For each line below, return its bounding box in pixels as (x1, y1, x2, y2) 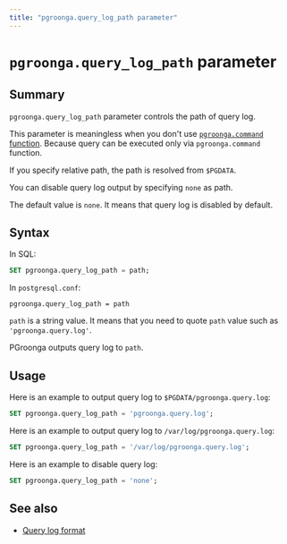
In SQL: (9, 249, 37, 259)
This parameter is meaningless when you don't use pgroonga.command (9, 128, 264, 139)
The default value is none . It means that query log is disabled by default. (9, 199, 274, 210)
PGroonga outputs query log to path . (9, 342, 144, 353)
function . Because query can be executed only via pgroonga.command (9, 138, 261, 149)
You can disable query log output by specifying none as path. (9, 182, 233, 192)
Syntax (9, 225, 50, 241)
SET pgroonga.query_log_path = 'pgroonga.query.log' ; (9, 409, 215, 419)
